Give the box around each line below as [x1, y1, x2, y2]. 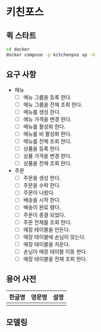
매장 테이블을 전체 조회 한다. [23, 255, 88, 262]
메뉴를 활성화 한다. [23, 123, 66, 130]
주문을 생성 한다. [23, 174, 61, 182]
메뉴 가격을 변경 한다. [23, 116, 72, 123]
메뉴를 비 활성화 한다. [23, 130, 72, 137]
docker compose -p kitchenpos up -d [6, 52, 95, 57]
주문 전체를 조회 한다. [23, 218, 72, 226]
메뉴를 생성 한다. [23, 108, 61, 115]
